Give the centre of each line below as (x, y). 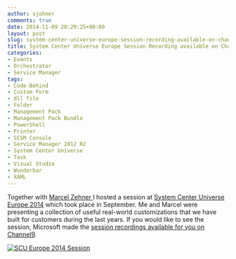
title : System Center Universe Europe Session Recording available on (113, 46)
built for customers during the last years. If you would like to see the (106, 219)
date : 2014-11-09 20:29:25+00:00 (56, 27)
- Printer (22, 131)
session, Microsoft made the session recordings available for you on (106, 227)
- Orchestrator (29, 66)
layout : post (26, 33)
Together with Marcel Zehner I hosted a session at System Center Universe (116, 197)
